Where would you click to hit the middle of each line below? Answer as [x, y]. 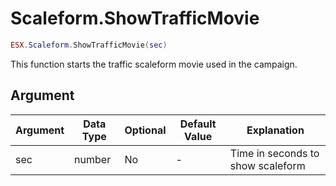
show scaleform [267, 165]
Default [198, 124]
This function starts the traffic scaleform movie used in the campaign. [154, 64]
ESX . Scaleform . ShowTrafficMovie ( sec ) [89, 45]
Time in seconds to [274, 153]
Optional [145, 130]
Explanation [275, 130]
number [93, 159]
